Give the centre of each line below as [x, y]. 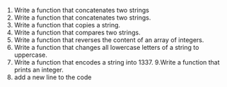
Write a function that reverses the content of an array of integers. [109, 40]
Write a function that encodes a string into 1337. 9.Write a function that [117, 62]
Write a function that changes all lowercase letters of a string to [106, 47]
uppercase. [31, 55]
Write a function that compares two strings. [77, 32]
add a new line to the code [53, 77]
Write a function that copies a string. [67, 25]
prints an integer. [39, 70]
